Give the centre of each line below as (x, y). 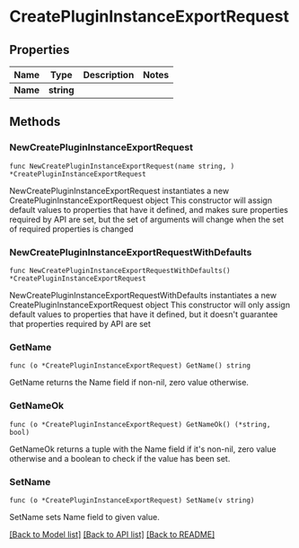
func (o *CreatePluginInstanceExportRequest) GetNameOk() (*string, (140, 424)
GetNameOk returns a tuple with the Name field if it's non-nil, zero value (143, 449)
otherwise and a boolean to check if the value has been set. (120, 458)
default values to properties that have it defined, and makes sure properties (149, 209)
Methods (35, 122)
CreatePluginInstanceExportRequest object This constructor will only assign (149, 305)
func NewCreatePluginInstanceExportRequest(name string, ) (122, 166)
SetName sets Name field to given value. (84, 517)
